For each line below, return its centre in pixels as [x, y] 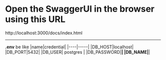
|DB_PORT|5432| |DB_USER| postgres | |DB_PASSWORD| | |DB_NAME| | [78, 52]
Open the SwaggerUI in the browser [80, 9]
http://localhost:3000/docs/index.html [44, 33]
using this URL [35, 19]
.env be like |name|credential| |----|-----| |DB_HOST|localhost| [69, 47]
